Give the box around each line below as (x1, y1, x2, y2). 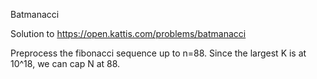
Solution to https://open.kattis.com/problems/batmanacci (10, 28, 247, 39)
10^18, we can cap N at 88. (10, 58, 121, 69)
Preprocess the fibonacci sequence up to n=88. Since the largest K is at (10, 47, 307, 59)
